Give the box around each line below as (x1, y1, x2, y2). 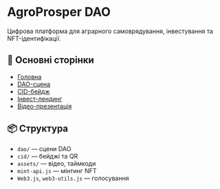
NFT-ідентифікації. (7, 34, 61, 42)
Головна (16, 72, 42, 81)
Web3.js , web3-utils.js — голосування (16, 174, 129, 182)
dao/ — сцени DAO (16, 144, 71, 152)
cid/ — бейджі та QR (16, 152, 78, 160)
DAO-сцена (16, 80, 51, 88)
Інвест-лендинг (16, 94, 63, 103)
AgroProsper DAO (7, 4, 111, 20)
